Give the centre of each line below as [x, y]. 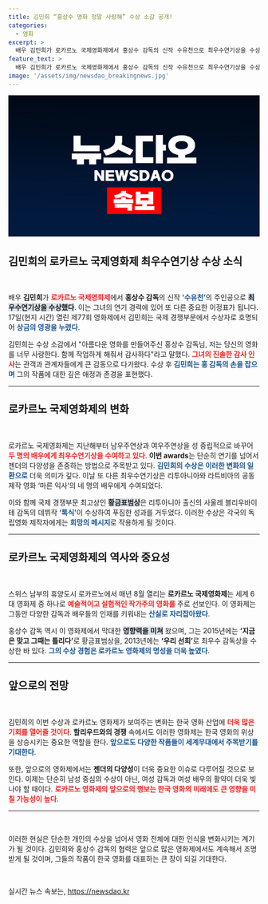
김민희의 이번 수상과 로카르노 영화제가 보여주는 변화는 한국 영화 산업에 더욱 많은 [132, 722]
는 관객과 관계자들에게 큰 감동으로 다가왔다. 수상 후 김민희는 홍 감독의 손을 [129, 364]
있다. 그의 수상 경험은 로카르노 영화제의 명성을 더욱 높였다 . [120, 650]
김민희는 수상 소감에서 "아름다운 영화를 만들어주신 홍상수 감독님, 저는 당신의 [126, 344]
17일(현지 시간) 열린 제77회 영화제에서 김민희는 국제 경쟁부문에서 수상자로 [122, 317]
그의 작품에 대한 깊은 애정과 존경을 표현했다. [85, 375]
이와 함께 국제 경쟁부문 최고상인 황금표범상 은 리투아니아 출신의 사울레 [116, 502]
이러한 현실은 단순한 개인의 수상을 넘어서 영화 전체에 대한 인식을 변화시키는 [124, 839]
